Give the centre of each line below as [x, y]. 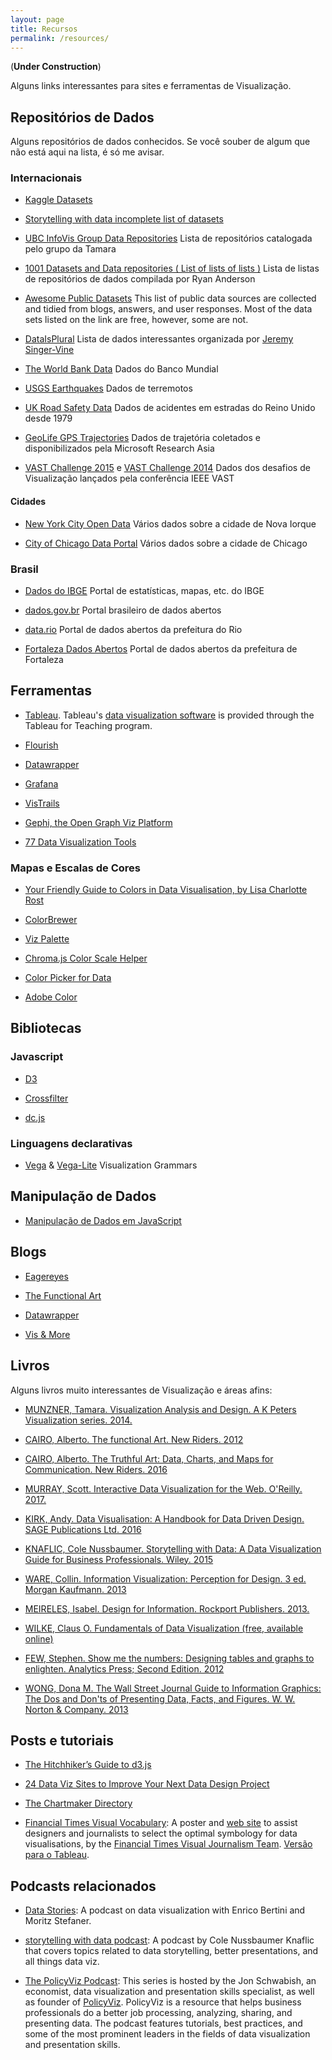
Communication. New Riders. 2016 [96, 1469]
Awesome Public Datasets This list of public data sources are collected [170, 298]
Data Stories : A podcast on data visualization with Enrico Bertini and [165, 1910]
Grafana [41, 783]
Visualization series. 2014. [78, 1420]
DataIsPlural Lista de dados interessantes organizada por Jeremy [159, 339]
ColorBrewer [51, 920]
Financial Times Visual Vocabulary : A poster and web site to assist [161, 1823]
